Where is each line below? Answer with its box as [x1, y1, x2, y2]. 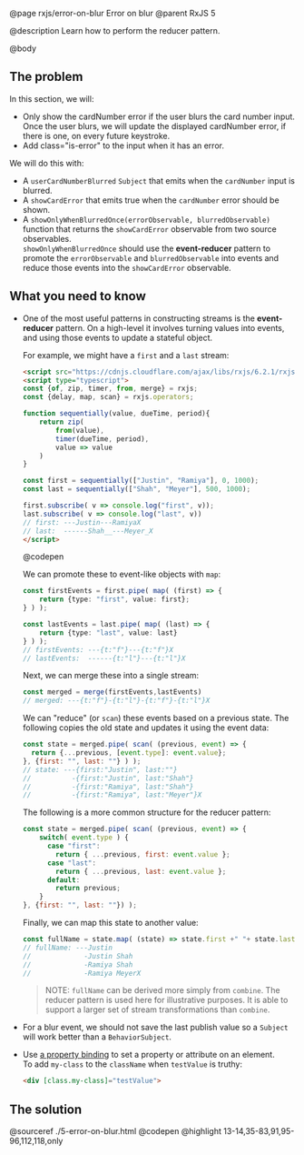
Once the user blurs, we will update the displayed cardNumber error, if [22, 120, 287, 131]
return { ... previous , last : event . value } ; [55, 867, 227, 876]
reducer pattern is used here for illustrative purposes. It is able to [44, 995, 289, 1006]
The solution [9, 1101, 83, 1117]
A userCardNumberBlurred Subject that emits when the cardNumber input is [22, 175, 295, 186]
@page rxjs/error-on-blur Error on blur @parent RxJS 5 [9, 8, 216, 18]
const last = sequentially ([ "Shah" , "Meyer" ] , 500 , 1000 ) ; [22, 485, 251, 494]
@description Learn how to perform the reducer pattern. [9, 25, 221, 35]
